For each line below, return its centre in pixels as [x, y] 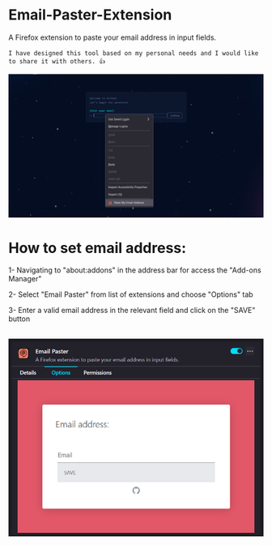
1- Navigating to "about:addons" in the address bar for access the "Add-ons [135, 270]
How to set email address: [98, 248]
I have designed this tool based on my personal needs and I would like [134, 53]
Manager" [25, 279]
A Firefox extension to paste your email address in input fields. [113, 37]
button [19, 319]
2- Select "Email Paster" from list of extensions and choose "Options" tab [131, 294]
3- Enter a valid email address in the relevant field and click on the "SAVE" [132, 311]
